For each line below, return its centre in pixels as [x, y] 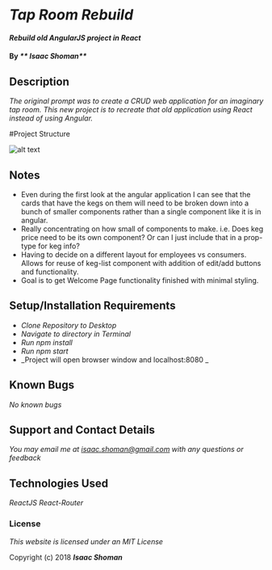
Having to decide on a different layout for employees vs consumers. [134, 255]
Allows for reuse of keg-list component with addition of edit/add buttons [141, 263]
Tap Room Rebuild [71, 15]
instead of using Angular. [51, 118]
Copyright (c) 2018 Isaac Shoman [66, 557]
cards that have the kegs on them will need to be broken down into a [135, 203]
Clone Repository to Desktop [69, 325]
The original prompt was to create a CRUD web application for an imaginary [136, 101]
